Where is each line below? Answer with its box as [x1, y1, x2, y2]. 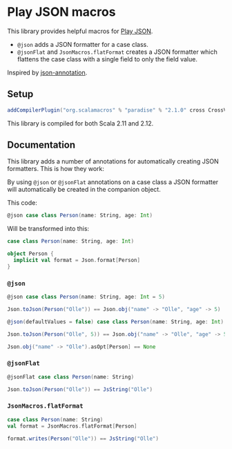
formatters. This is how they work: [7, 165, 105, 173]
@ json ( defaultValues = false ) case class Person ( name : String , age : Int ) [7, 318, 224, 325]
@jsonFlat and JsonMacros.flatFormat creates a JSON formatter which [17, 48, 217, 56]
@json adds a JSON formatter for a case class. [17, 40, 148, 48]
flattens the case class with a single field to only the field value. [17, 54, 198, 63]
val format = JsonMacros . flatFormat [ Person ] [7, 422, 137, 430]
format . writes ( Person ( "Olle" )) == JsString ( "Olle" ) [7, 435, 159, 442]
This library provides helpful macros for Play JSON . [7, 27, 153, 35]
